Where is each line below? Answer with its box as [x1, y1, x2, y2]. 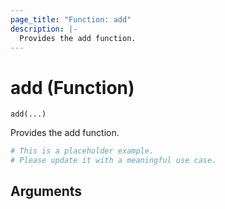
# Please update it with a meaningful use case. [10, 156, 217, 166]
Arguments [10, 183, 83, 200]
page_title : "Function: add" [10, 14, 132, 25]
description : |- [10, 24, 78, 34]
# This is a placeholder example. [10, 146, 155, 156]
